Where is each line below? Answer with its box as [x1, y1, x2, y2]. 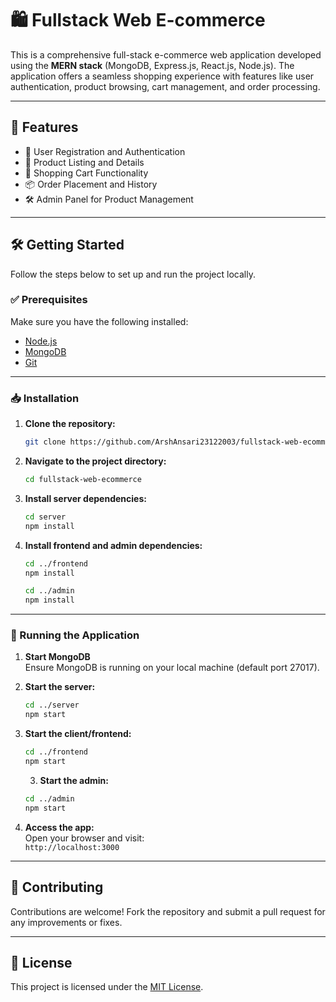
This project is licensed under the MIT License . [10, 981, 204, 993]
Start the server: [24, 681, 96, 693]
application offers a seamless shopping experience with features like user [10, 70, 315, 82]
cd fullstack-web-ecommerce [24, 475, 142, 485]
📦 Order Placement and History [24, 178, 158, 190]
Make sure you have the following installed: [10, 315, 189, 327]
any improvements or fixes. [10, 916, 123, 928]
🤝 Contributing [10, 879, 104, 896]
